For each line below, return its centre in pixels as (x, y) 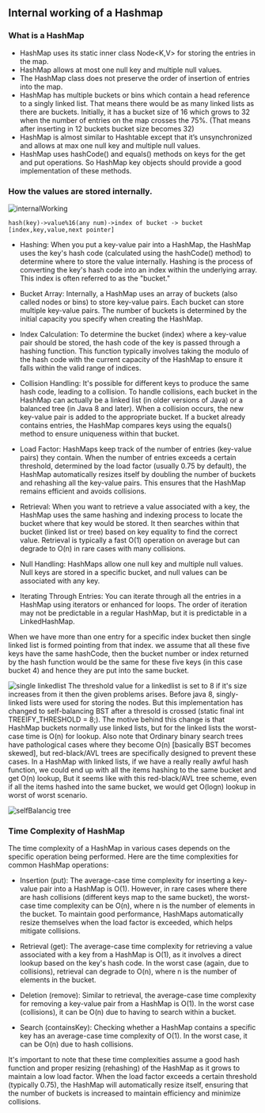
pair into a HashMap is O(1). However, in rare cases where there (143, 889)
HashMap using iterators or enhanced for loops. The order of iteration (133, 604)
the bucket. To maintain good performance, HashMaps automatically (131, 914)
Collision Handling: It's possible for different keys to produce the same (134, 383)
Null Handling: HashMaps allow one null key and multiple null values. (131, 564)
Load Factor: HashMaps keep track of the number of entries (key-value (136, 449)
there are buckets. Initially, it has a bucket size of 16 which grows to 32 (135, 112)
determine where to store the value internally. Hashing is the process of (136, 261)
